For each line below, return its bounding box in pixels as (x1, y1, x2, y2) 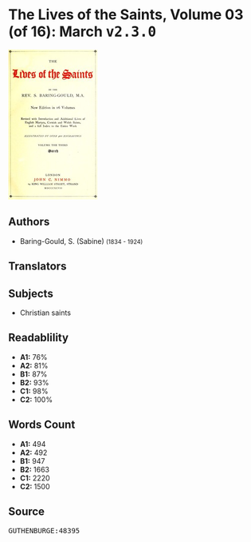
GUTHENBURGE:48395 (8, 526, 80, 536)
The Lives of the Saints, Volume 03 (8, 6, 244, 24)
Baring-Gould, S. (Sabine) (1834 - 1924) (19, 236, 143, 245)
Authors (8, 215, 50, 229)
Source (8, 504, 45, 518)
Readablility (8, 331, 69, 345)
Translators (8, 260, 67, 273)
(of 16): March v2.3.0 (8, 22, 157, 41)
